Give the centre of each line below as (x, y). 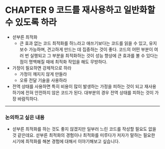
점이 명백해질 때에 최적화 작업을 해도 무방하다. (63, 62)
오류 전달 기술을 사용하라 (43, 80)
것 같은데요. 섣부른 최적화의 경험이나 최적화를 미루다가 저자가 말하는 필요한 (84, 135)
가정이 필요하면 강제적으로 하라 (42, 68)
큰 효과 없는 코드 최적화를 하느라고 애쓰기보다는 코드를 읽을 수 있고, (84, 43)
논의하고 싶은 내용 (25, 117)
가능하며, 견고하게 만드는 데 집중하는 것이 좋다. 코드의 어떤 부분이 (91, 49)
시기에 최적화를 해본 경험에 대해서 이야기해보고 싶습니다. (66, 142)
